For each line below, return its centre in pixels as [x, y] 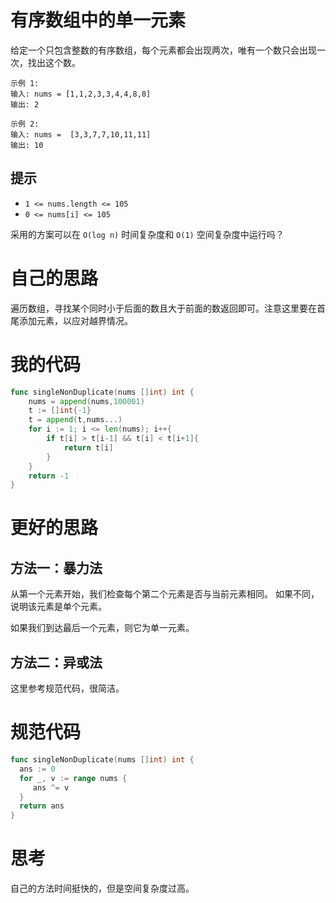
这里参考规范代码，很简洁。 [67, 688]
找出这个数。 [54, 62]
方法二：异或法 [56, 662]
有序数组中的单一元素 [98, 20]
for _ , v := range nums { [73, 778]
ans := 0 [37, 769]
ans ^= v [51, 787]
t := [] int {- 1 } [60, 411]
